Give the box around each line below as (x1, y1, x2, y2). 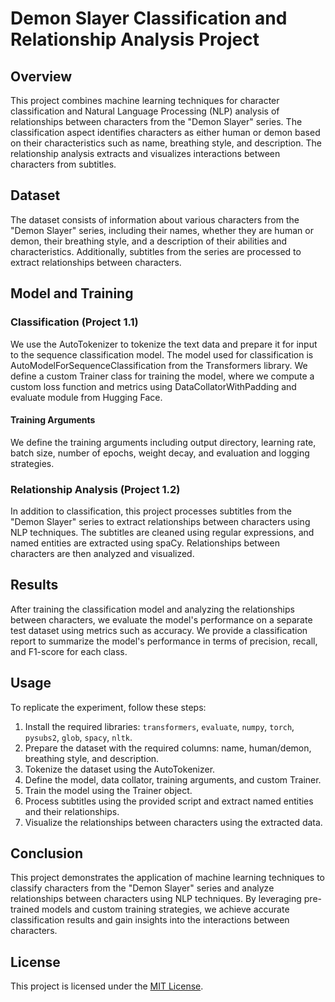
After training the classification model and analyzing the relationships (10, 603, 295, 615)
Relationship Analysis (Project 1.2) (10, 482, 181, 496)
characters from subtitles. (10, 158, 117, 170)
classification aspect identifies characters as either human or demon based (10, 127, 321, 138)
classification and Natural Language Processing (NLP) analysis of (10, 105, 280, 117)
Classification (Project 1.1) (10, 315, 139, 329)
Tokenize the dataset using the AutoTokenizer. (24, 763, 216, 775)
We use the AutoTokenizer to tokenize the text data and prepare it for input (10, 338, 318, 350)
